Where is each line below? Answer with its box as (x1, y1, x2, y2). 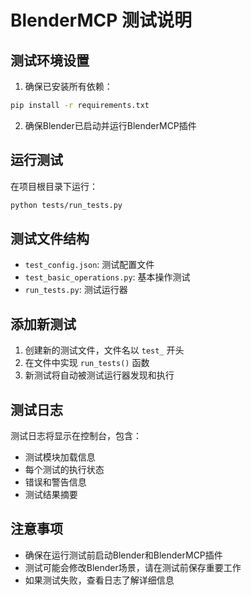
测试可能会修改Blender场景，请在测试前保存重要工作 (24, 561, 242, 573)
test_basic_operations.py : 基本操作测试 (24, 271, 191, 283)
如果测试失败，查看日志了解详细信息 (24, 574, 175, 586)
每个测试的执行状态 (24, 464, 105, 475)
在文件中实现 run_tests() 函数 (24, 357, 150, 369)
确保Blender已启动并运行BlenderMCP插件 (24, 119, 197, 131)
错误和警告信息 (24, 476, 87, 488)
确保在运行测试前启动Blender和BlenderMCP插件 (24, 549, 223, 561)
